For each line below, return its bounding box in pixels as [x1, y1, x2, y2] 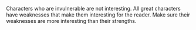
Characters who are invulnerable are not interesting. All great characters [6, 5, 181, 12]
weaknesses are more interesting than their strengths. [6, 18, 137, 24]
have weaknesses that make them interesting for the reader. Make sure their [6, 11, 191, 18]
